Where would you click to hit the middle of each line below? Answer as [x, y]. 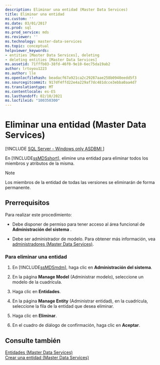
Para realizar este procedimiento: [38, 215]
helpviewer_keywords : [27, 50]
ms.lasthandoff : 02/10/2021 [34, 96]
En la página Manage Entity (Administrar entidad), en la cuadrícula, [80, 301]
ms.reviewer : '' [22, 37]
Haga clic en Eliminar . [34, 316]
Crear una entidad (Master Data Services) [47, 357]
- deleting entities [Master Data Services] [51, 60]
